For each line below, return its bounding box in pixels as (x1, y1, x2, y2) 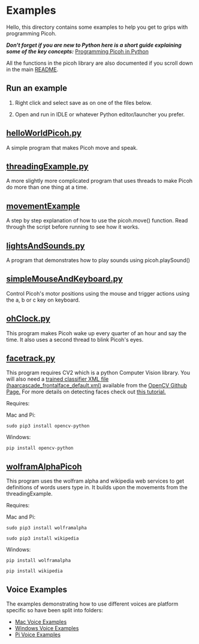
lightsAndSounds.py (6, 240, 85, 251)
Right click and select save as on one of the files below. (14, 99, 152, 106)
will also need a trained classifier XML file (6, 375, 109, 383)
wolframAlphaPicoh (6, 461, 82, 471)
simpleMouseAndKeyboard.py (6, 274, 123, 284)
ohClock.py (6, 314, 51, 324)
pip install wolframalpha (6, 558, 71, 564)
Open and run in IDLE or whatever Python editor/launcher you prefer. (14, 110, 185, 118)
